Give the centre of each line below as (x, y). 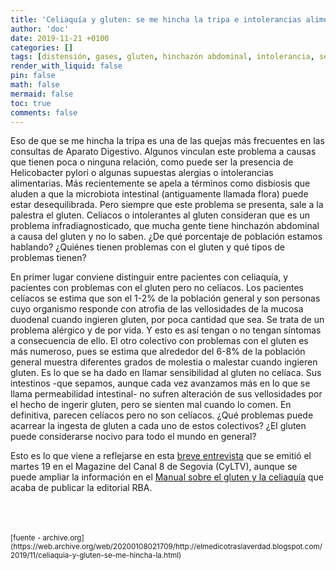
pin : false (33, 76)
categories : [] (42, 47)
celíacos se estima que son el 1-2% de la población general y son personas (165, 298)
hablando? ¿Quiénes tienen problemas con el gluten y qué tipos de (148, 247)
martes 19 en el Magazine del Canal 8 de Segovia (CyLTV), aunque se (154, 467)
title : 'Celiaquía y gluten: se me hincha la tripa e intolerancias (156, 19)
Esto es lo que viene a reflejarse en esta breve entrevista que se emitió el (161, 456)
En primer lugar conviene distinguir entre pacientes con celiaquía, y (149, 277)
